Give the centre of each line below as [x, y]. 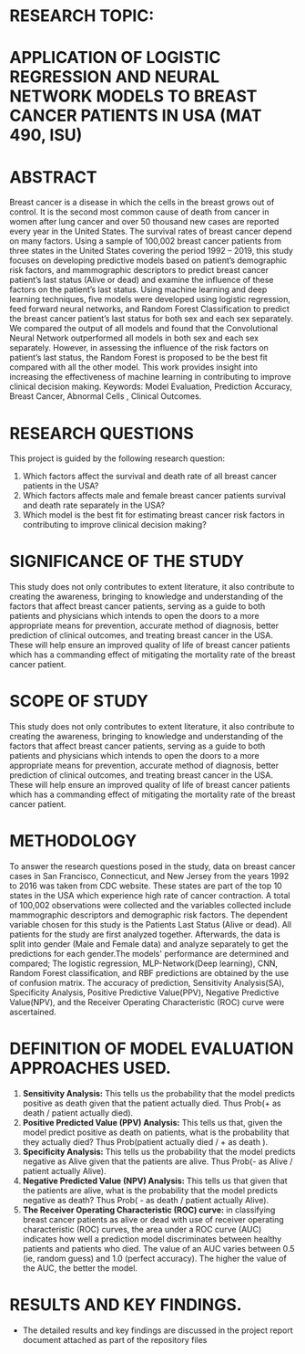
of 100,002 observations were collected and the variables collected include [150, 906]
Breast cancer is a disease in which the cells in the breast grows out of [142, 203]
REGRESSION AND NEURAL [115, 77]
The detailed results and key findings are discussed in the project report [158, 1330]
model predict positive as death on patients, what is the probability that [156, 1132]
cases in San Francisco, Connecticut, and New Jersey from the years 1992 [149, 876]
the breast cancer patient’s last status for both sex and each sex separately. [152, 319]
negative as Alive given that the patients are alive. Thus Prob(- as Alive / [158, 1161]
